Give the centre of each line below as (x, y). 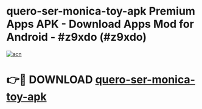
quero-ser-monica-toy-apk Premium (101, 11)
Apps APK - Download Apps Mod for (100, 24)
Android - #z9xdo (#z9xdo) (77, 37)
